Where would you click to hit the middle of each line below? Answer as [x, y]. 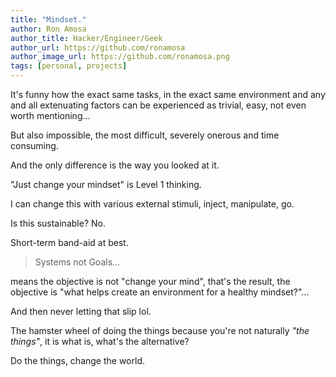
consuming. [34, 145]
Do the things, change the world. [77, 360]
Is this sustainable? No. [58, 223]
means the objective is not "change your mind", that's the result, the [150, 281]
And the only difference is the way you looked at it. [115, 165]
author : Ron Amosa [48, 29]
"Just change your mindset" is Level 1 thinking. [106, 184]
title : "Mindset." [48, 19]
